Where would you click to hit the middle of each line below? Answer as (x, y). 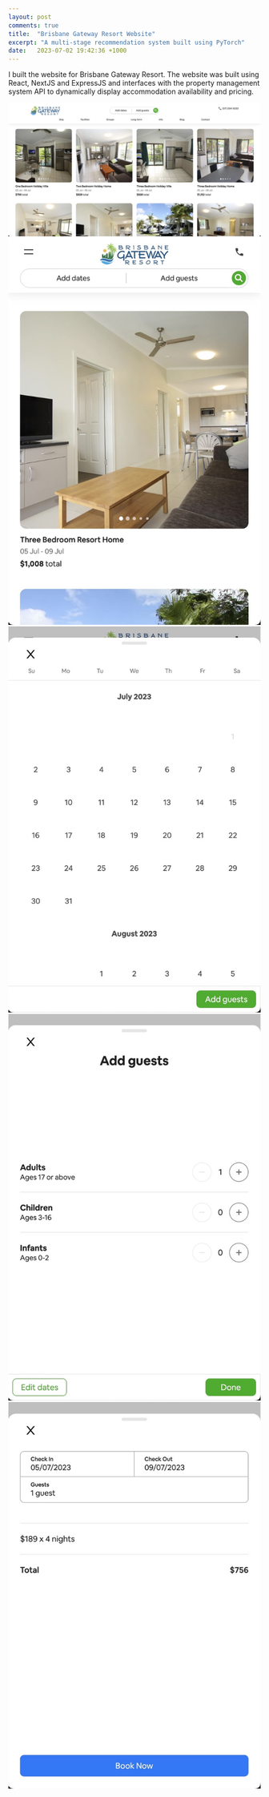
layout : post (30, 17)
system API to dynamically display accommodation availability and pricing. (131, 91)
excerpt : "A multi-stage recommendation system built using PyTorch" (127, 42)
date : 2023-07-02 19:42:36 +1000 (68, 51)
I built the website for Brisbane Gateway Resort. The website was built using (134, 75)
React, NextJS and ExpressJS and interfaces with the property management (134, 83)
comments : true (34, 25)
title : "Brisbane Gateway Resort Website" (82, 34)
